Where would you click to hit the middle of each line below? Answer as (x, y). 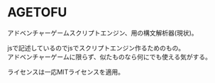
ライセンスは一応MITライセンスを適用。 (66, 72)
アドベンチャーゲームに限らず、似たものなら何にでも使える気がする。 (109, 57)
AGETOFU (37, 12)
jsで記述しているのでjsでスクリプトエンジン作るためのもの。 (96, 48)
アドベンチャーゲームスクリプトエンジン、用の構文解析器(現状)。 (103, 33)
